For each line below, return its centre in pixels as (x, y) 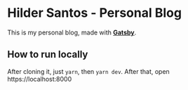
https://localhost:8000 (40, 79)
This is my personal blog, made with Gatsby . (72, 32)
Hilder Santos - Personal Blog (95, 13)
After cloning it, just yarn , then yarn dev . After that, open (88, 71)
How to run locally (48, 54)
